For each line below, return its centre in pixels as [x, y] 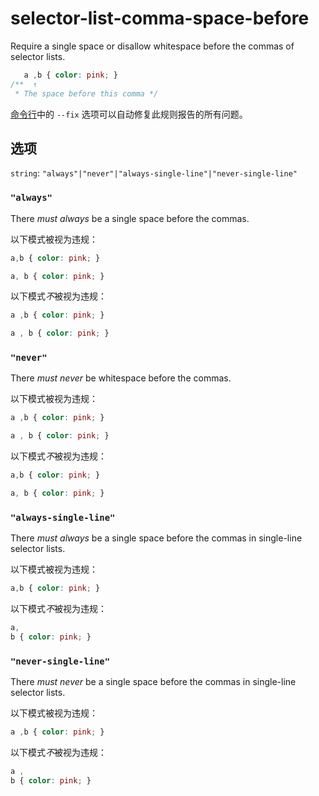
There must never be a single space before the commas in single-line [153, 682]
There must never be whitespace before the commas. [121, 378]
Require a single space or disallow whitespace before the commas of [152, 46]
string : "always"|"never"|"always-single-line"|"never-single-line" [154, 173]
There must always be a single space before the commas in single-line [156, 538]
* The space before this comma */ [86, 93]
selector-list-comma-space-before [160, 18]
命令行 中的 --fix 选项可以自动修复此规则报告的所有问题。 [129, 114]
